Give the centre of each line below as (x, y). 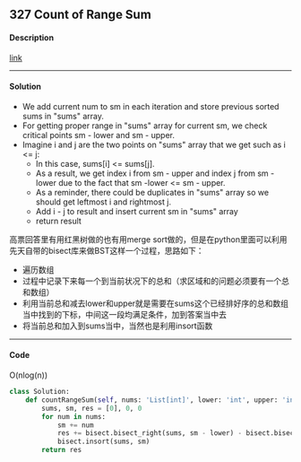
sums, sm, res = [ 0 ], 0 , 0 (92, 408)
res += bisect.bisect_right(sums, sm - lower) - (150, 433)
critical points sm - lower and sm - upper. (98, 135)
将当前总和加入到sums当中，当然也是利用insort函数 (117, 326)
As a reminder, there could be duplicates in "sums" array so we (152, 192)
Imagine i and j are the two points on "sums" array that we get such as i (154, 144)
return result (59, 221)
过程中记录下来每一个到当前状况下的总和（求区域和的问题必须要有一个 (152, 281)
